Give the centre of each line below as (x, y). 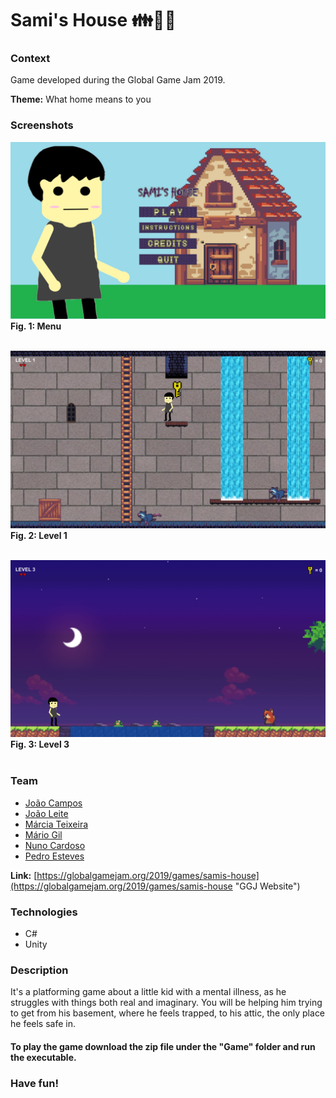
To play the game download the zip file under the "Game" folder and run (163, 1046)
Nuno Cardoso (55, 845)
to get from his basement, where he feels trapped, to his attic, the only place (168, 1013)
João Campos (53, 803)
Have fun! (34, 1083)
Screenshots (42, 125)
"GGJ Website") (267, 886)
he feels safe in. (43, 1024)
